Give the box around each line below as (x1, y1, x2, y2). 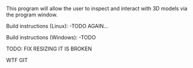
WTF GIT (6, 57, 28, 63)
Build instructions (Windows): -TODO (6, 34, 96, 40)
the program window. (6, 11, 58, 18)
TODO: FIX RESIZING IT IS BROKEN (6, 45, 92, 52)
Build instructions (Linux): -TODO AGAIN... (6, 23, 109, 29)
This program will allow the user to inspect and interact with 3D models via (6, 5, 188, 12)
